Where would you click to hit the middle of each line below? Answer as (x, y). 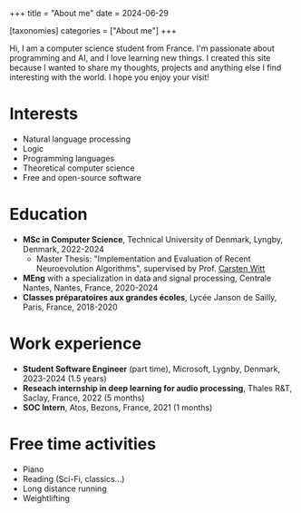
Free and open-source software (82, 177)
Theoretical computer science (78, 168)
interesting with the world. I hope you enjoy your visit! (110, 77)
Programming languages (68, 158)
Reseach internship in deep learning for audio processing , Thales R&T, (157, 388)
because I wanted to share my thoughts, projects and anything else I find (146, 68)
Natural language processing (77, 139)
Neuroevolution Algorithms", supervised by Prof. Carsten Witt (150, 268)
